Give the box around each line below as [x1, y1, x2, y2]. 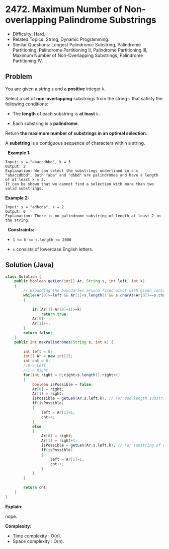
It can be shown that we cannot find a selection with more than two [5, 181, 154, 187]
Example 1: [7, 150, 31, 156]
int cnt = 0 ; [23, 358, 51, 363]
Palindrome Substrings [58, 14, 157, 26]
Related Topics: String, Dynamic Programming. [12, 36, 110, 42]
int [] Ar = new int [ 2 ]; [23, 354, 73, 359]
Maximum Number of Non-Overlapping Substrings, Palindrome [12, 52, 143, 58]
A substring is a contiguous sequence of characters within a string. [5, 140, 145, 146]
